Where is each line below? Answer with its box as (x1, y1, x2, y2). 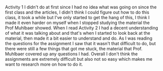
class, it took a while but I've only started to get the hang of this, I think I (5, 15, 150, 20)
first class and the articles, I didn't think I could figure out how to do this (5, 9, 150, 15)
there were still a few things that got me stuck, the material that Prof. (5, 46, 143, 51)
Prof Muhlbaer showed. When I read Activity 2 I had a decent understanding (5, 25, 158, 31)
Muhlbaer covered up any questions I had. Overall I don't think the (5, 51, 138, 57)
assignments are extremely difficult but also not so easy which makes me (5, 56, 153, 62)
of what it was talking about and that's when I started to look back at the (5, 30, 150, 36)
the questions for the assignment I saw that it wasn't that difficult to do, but (5, 41, 156, 46)
